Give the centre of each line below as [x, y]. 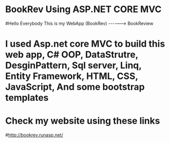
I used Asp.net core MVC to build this [85, 44]
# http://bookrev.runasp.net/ [34, 135]
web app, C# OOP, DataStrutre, [72, 55]
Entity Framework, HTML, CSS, [72, 76]
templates [27, 98]
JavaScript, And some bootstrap [75, 87]
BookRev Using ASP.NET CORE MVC [83, 9]
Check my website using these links [83, 121]
